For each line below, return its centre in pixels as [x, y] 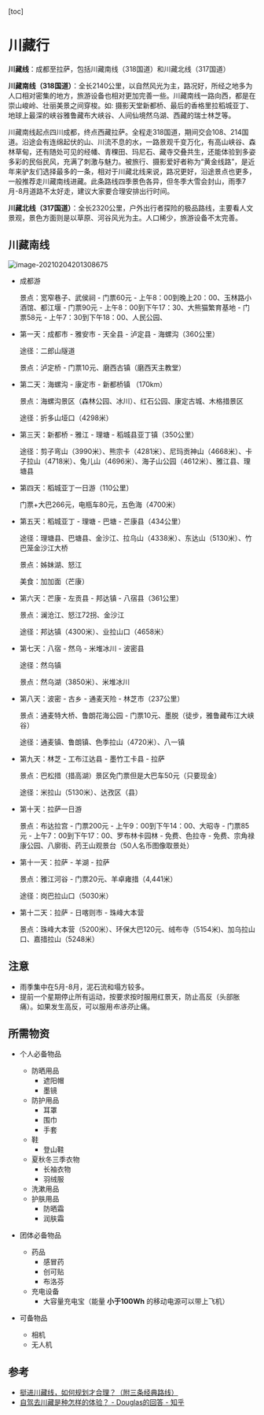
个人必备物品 [40, 1054]
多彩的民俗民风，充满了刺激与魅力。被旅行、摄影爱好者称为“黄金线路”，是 [128, 162]
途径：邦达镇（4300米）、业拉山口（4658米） [93, 631]
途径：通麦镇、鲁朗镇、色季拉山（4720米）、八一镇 [102, 742]
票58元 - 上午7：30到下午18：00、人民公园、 [93, 317]
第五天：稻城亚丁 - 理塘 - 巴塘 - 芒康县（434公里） [102, 521]
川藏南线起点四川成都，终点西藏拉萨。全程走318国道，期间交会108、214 [125, 132]
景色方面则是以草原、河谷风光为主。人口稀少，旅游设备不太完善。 [135, 218]
